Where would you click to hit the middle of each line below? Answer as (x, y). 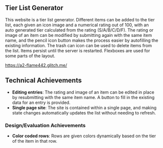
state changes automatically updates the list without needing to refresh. (84, 113)
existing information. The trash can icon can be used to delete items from (79, 45)
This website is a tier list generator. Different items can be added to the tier (80, 19)
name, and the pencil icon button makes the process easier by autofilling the (82, 40)
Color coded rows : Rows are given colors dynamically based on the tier (84, 136)
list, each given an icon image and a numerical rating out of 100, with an (77, 25)
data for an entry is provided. (41, 102)
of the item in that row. (35, 141)
